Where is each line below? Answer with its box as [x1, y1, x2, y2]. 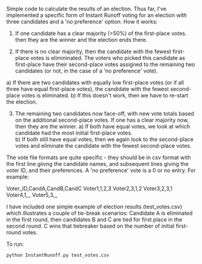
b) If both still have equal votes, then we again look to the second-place [15, 136, 194, 143]
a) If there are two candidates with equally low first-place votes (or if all [6, 79, 184, 86]
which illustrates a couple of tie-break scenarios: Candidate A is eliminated [6, 210, 193, 217]
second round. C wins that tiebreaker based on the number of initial [6, 222, 175, 229]
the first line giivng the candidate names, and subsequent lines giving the [6, 160, 189, 167]
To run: [6, 240, 24, 248]
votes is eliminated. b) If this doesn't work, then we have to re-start [21, 92, 189, 99]
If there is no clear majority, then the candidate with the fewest [15, 48, 171, 55]
